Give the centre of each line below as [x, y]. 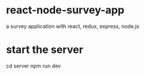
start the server [45, 50]
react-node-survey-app [65, 10]
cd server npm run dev [34, 66]
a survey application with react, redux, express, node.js [72, 26]
